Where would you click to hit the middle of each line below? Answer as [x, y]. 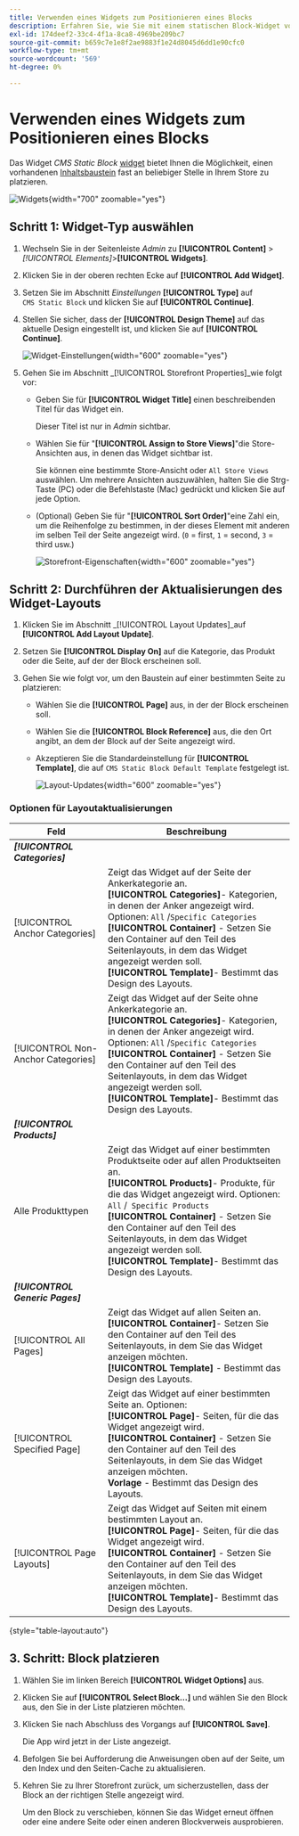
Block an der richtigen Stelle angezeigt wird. [103, 1795]
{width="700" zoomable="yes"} [107, 199]
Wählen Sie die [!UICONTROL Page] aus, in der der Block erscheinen [162, 705]
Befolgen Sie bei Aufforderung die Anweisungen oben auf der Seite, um [153, 1758]
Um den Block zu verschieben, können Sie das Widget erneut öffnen [148, 1812]
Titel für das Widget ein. [80, 409]
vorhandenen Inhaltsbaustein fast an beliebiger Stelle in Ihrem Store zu [139, 172]
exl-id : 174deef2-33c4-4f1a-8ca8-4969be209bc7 [97, 34]
